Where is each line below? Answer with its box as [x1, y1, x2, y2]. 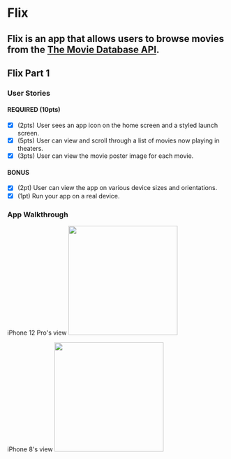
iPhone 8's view [7, 445, 54, 453]
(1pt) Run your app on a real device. [17, 191, 120, 200]
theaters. [17, 145, 44, 153]
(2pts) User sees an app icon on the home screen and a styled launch [17, 121, 218, 130]
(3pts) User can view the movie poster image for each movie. [17, 152, 194, 160]
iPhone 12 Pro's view [7, 328, 67, 337]
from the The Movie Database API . [7, 43, 160, 55]
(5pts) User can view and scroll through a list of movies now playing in [17, 136, 220, 145]
